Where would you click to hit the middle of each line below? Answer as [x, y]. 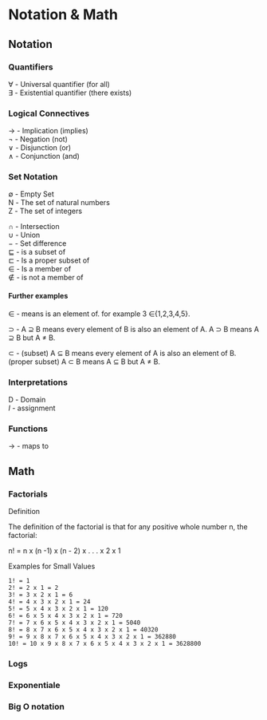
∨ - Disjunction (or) [40, 148]
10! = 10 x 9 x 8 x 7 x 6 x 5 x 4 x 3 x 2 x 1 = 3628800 [105, 643]
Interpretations [38, 382]
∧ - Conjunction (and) [44, 156]
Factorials [28, 494]
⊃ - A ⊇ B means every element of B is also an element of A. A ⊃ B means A [133, 329]
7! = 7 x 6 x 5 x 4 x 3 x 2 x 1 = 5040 [75, 623]
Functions [28, 429]
